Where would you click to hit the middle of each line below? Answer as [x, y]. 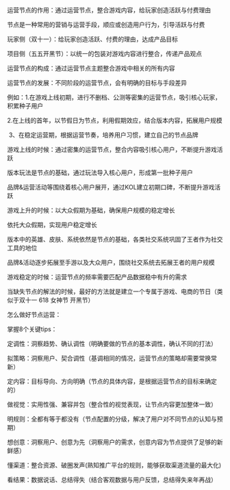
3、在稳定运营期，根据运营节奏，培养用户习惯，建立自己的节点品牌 [103, 135]
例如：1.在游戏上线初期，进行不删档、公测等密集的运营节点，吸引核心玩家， [114, 97]
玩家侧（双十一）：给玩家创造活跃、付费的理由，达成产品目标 [92, 39]
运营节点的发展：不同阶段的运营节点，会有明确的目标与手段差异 [97, 83]
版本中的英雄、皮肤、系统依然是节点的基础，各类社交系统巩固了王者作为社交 [115, 239]
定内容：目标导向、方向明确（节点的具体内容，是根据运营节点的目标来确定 [112, 381]
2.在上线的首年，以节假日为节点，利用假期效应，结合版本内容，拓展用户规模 [115, 120]
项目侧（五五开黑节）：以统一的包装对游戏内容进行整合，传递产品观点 [104, 54]
